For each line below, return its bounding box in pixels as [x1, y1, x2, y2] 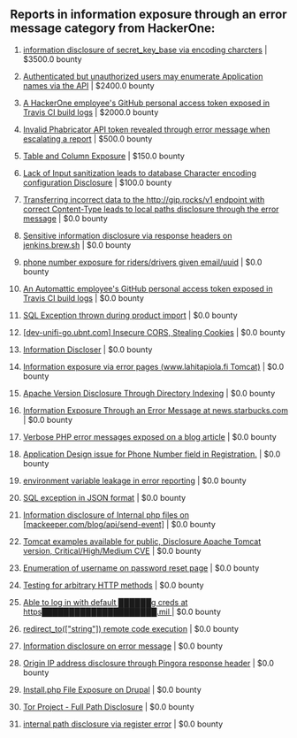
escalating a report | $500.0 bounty [22, 133, 153, 144]
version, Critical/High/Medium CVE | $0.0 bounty [22, 545, 202, 556]
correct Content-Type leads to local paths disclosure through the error [22, 204, 279, 214]
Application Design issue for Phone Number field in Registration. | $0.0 [22, 449, 281, 459]
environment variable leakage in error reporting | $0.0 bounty [22, 475, 247, 486]
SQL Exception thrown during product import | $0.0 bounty [22, 310, 238, 320]
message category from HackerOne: [10, 21, 216, 36]
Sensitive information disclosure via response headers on [22, 230, 232, 241]
